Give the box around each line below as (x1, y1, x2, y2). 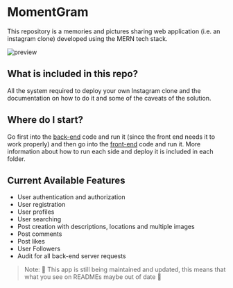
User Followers (17, 244, 61, 253)
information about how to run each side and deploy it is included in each (7, 147, 214, 155)
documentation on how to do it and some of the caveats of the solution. (7, 94, 212, 102)
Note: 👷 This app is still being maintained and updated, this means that (24, 265, 226, 274)
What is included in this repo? (7, 68, 139, 80)
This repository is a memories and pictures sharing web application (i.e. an (7, 27, 221, 35)
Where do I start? (7, 114, 84, 126)
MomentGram (7, 4, 89, 20)
